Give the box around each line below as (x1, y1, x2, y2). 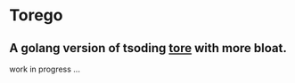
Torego (9, 5, 63, 26)
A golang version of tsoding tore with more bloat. (9, 41, 287, 56)
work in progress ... (9, 64, 80, 74)
